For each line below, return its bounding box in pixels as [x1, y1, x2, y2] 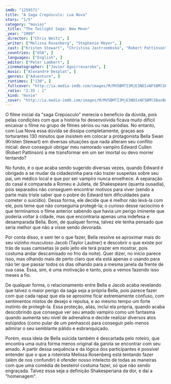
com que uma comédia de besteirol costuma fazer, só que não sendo [5, 363, 151, 369]
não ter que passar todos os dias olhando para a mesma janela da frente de [5, 261, 164, 268]
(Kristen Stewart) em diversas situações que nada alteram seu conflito [5, 139, 153, 145]
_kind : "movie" [5, 93, 38, 98]
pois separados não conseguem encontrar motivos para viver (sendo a [5, 187, 154, 193]
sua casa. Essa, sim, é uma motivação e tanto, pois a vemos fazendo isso [5, 267, 159, 273]
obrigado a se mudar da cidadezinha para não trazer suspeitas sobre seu [5, 170, 159, 176]
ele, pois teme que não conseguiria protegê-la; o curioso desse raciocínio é [5, 202, 164, 209]
